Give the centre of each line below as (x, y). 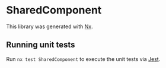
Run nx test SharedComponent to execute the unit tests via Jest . (83, 59)
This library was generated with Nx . (50, 26)
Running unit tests (41, 45)
